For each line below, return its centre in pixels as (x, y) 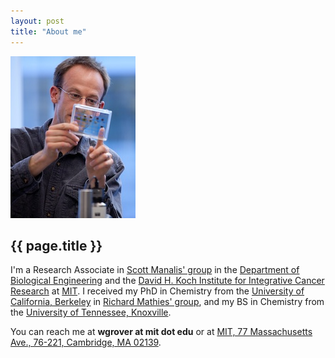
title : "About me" (48, 31)
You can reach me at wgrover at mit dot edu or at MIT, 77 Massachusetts (161, 332)
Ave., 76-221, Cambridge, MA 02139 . (86, 342)
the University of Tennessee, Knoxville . (91, 312)
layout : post (37, 21)
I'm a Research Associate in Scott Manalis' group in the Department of (155, 270)
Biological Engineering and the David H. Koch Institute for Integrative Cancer (167, 281)
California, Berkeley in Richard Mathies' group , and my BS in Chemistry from (167, 302)
